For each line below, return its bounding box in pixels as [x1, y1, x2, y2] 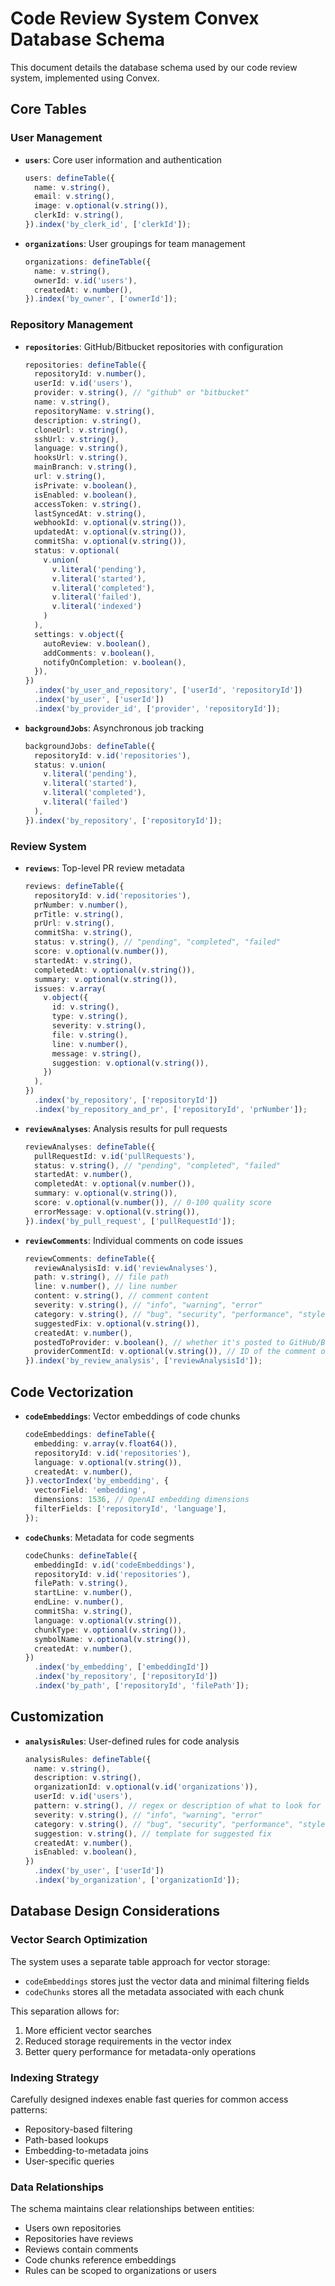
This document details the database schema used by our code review [10, 61, 298, 73]
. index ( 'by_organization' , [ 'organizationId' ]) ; [34, 1875, 241, 1886]
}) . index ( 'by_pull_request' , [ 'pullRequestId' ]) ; [24, 1216, 237, 1226]
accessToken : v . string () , [34, 499, 142, 509]
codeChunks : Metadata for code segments [24, 1531, 195, 1543]
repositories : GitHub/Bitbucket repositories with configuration [24, 340, 284, 352]
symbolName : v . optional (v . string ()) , [34, 1634, 192, 1644]
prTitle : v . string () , [34, 909, 125, 919]
